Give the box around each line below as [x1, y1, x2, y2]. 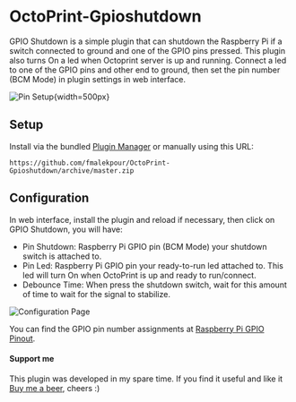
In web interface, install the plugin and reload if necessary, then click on [9, 214, 275, 225]
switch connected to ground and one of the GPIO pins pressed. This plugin [9, 45, 285, 56]
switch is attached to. [22, 251, 102, 261]
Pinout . [9, 333, 36, 344]
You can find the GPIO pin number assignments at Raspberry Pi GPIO [9, 323, 265, 334]
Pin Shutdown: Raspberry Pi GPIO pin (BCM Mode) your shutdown [22, 241, 267, 252]
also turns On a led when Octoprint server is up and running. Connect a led [9, 55, 287, 65]
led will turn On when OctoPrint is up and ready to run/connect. [22, 269, 257, 280]
